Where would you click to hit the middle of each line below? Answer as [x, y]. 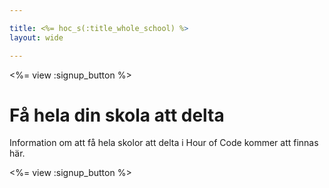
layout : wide [36, 37]
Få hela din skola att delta [117, 115]
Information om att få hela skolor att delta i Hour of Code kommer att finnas [164, 143]
